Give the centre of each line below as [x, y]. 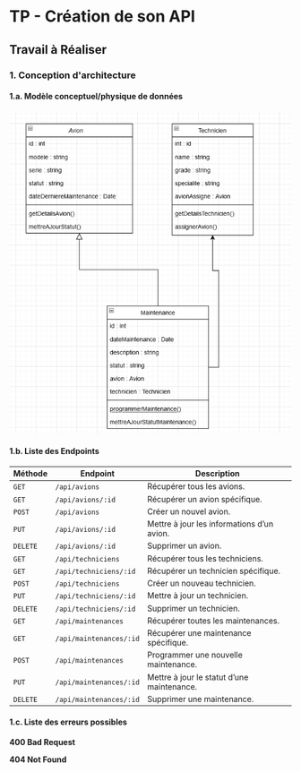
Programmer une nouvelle [195, 655]
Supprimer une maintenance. [201, 699]
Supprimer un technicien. [193, 608]
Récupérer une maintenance [199, 633]
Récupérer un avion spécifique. [205, 499]
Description [218, 474]
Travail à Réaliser [58, 50]
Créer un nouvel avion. [189, 511]
